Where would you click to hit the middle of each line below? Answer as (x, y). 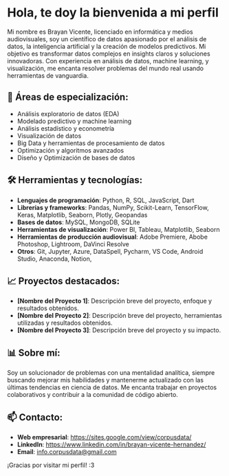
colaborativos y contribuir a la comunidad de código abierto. (93, 395)
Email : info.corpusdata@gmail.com (67, 452)
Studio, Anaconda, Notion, (54, 259)
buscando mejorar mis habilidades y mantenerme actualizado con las (106, 380)
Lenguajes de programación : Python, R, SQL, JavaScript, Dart (106, 200)
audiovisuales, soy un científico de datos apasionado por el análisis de (107, 39)
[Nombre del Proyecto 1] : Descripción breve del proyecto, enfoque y (114, 301)
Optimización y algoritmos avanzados (70, 150)
